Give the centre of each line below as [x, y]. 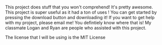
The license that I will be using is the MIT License [55, 37]
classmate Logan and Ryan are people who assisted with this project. [76, 28]
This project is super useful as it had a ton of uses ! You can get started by [81, 12]
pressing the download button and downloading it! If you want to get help [80, 17]
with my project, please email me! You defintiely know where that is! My [78, 22]
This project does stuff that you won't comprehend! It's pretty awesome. [79, 7]
